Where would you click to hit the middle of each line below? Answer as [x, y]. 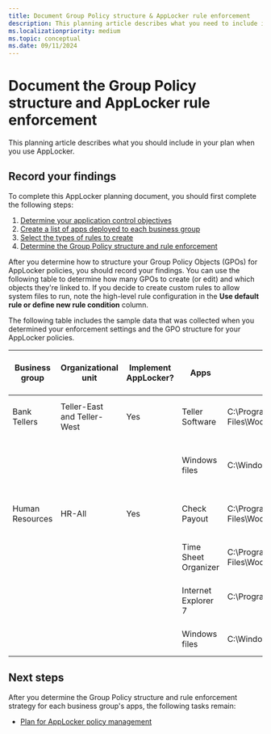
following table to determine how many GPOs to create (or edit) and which [132, 279]
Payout [195, 518]
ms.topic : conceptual [45, 38]
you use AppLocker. [42, 151]
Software [199, 421]
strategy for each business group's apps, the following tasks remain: [122, 706]
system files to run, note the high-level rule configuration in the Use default [134, 296]
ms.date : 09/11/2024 [43, 46]
